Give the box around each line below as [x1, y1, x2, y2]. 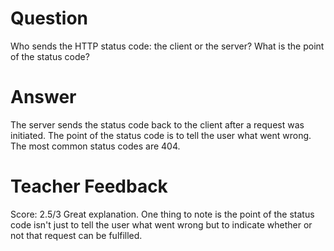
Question [10, 7, 88, 30]
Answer [10, 86, 77, 109]
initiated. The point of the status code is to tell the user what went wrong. [10, 129, 312, 141]
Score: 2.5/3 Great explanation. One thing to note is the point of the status [10, 208, 315, 220]
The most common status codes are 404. [10, 140, 181, 152]
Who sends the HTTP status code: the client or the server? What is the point [10, 40, 325, 52]
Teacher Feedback [10, 175, 168, 198]
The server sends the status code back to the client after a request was [10, 118, 305, 131]
